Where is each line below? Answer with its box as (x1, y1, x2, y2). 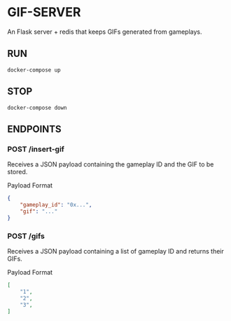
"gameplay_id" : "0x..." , (20, 202, 92, 209)
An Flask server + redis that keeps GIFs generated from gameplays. (7, 27, 202, 36)
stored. (7, 168, 28, 176)
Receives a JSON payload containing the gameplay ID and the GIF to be (7, 160, 214, 169)
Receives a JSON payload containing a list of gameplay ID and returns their (7, 247, 224, 256)
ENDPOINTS (7, 123, 62, 135)
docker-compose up (7, 66, 61, 74)
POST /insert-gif (7, 144, 65, 154)
